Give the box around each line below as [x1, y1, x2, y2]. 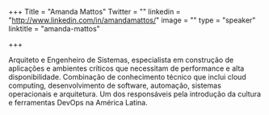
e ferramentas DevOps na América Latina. [8, 98, 148, 107]
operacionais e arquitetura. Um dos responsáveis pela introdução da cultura [8, 89, 261, 99]
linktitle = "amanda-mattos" [8, 24, 101, 33]
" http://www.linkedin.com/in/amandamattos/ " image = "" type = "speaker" [8, 15, 256, 25]
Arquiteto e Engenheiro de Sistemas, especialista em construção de [8, 55, 234, 64]
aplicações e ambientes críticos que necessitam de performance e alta [8, 64, 245, 73]
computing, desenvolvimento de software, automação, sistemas [8, 80, 222, 90]
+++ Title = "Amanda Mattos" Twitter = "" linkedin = [8, 7, 181, 16]
